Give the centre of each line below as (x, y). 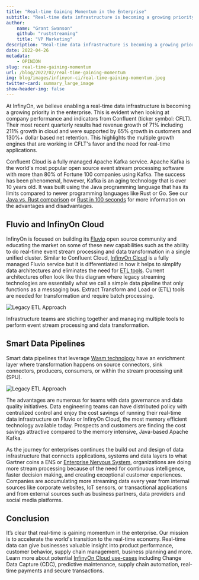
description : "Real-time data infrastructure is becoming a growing (92, 45)
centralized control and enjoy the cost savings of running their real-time (94, 412)
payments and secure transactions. (61, 570)
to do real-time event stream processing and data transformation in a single (98, 251)
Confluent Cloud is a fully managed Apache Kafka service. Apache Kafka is (98, 162)
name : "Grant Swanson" (45, 28)
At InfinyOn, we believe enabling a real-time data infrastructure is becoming (99, 106)
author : (16, 23)
